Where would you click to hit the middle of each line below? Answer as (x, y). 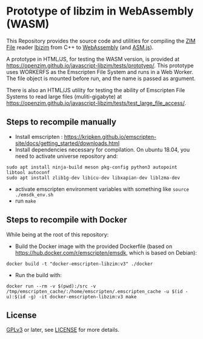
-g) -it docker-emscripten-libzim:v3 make (82, 297)
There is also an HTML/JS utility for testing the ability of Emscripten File (96, 90)
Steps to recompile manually (62, 122)
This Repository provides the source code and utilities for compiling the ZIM (101, 41)
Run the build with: (38, 275)
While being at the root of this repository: (58, 234)
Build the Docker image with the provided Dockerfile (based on (94, 246)
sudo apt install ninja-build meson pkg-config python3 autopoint (92, 167)
